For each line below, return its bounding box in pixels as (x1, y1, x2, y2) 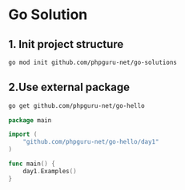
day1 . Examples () (22, 167, 78, 175)
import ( (8, 130, 38, 139)
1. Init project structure (8, 38, 124, 51)
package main (8, 116, 52, 125)
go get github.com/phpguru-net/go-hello (8, 101, 146, 109)
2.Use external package (8, 81, 131, 94)
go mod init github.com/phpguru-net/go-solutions (8, 58, 178, 66)
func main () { (8, 160, 56, 168)
